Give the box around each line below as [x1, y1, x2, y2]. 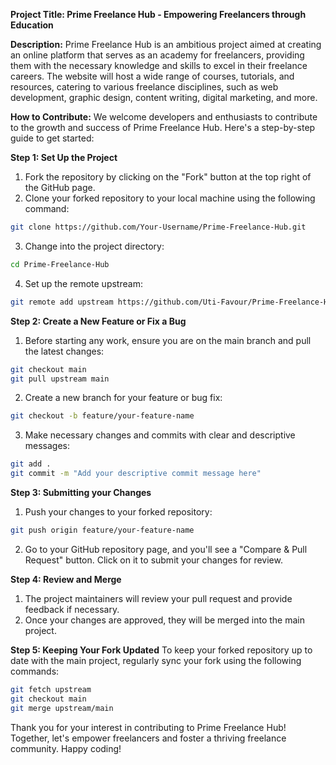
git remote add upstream [10, 297, 114, 307]
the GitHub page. [24, 182, 96, 193]
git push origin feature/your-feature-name [10, 525, 195, 535]
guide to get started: [10, 132, 95, 144]
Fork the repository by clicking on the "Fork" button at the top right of [24, 171, 312, 183]
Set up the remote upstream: [24, 277, 143, 289]
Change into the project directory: [24, 240, 165, 252]
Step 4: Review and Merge [10, 573, 122, 585]
